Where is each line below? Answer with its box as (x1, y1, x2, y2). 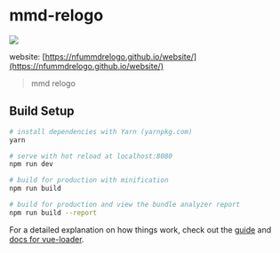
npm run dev (9, 160, 53, 169)
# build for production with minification (9, 176, 169, 185)
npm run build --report (9, 208, 98, 217)
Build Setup (9, 104, 75, 119)
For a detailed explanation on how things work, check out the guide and (9, 224, 272, 235)
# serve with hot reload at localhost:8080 (9, 152, 173, 161)
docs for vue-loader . (9, 233, 84, 244)
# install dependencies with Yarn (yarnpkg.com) (9, 127, 193, 136)
